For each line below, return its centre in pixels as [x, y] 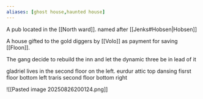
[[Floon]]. [18, 47]
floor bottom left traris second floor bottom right [67, 77]
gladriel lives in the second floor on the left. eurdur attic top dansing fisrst [99, 71]
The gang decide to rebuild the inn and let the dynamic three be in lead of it [102, 59]
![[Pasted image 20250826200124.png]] [57, 89]
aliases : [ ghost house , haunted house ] [56, 12]
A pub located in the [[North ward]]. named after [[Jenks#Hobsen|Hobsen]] [102, 29]
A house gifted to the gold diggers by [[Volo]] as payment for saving [92, 41]
